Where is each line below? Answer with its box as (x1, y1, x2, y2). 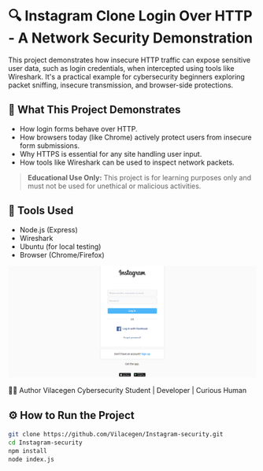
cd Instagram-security (8, 439, 83, 447)
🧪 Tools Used (8, 204, 74, 217)
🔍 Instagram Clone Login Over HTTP (8, 7, 253, 25)
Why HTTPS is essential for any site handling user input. (19, 149, 202, 158)
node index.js (8, 455, 55, 463)
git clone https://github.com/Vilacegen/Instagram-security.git (8, 431, 224, 439)
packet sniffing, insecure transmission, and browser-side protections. (8, 80, 234, 90)
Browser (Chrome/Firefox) (19, 250, 105, 259)
